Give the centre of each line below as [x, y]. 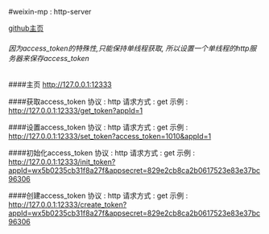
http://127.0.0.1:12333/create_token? [68, 205]
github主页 [26, 28]
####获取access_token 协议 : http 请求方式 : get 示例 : [98, 102]
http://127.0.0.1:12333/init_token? [62, 162]
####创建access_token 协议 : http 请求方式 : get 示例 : [98, 195]
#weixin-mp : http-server [50, 12]
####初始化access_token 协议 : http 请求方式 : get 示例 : [102, 153]
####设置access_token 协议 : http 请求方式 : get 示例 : [98, 127]
